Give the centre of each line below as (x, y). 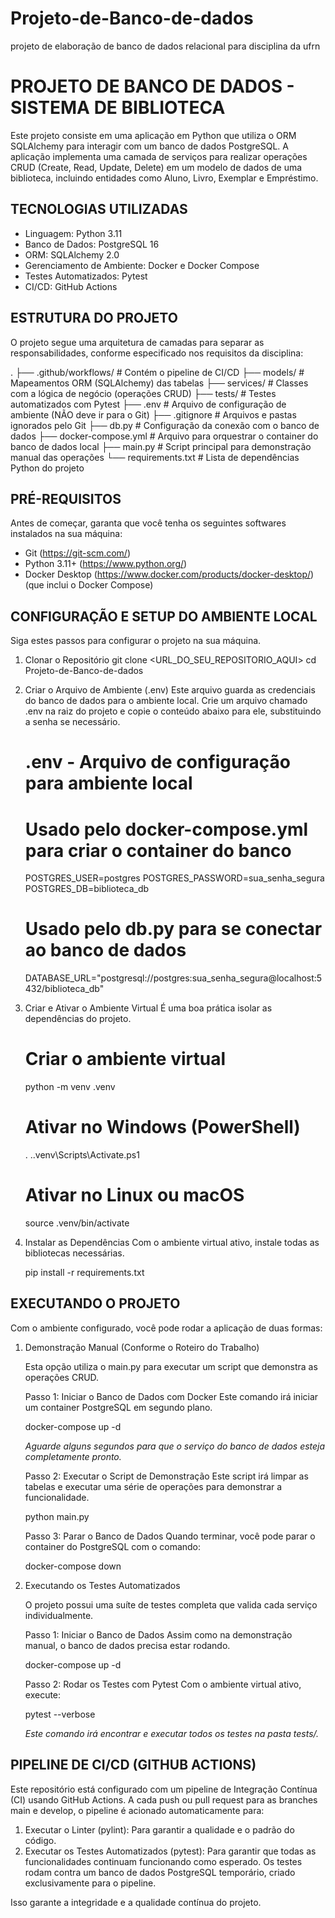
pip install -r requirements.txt (84, 1272)
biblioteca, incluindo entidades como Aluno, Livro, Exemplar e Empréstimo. (164, 178)
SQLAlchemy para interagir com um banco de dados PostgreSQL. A (149, 146)
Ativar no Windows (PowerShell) (162, 1127)
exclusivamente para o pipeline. (90, 1883)
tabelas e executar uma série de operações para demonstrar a (153, 1486)
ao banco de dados (105, 950)
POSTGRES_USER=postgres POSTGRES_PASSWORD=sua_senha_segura (174, 878)
